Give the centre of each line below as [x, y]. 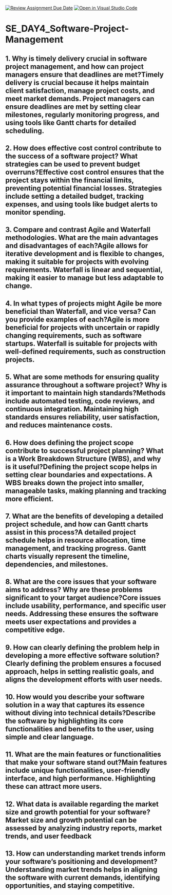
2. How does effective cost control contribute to [83, 148]
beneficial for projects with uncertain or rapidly [83, 327]
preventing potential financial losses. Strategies [84, 188]
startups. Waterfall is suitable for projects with [81, 343]
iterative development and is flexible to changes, [85, 254]
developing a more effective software [66, 655]
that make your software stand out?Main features [86, 763]
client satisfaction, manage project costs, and [80, 91]
